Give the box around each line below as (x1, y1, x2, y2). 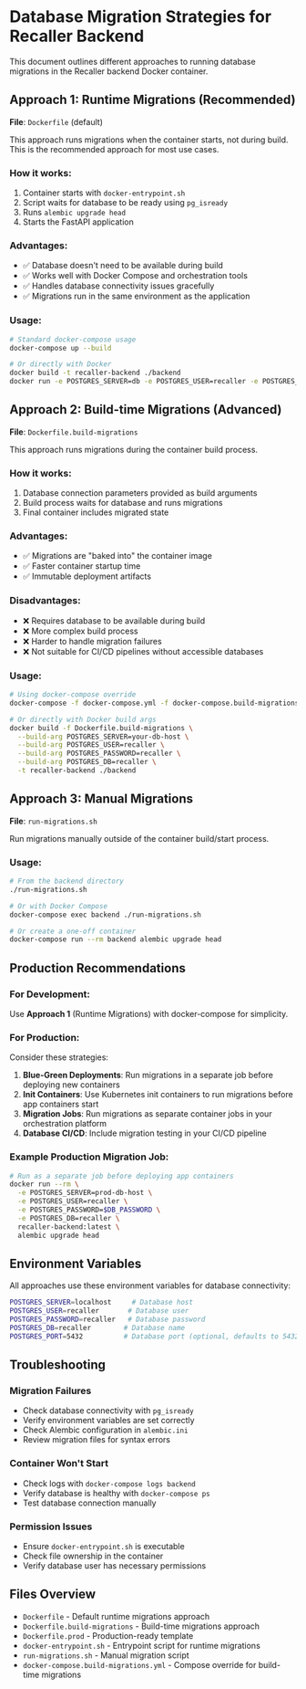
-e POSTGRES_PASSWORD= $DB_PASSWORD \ (17, 1205, 161, 1215)
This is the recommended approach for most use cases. (9, 143, 219, 154)
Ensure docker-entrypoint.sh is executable (22, 1541, 185, 1551)
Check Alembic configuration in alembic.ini (22, 1424, 189, 1435)
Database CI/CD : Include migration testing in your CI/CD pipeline (22, 1128, 267, 1138)
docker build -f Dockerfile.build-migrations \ (9, 723, 194, 732)
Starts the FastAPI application (22, 216, 134, 227)
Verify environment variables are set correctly (22, 1415, 195, 1426)
